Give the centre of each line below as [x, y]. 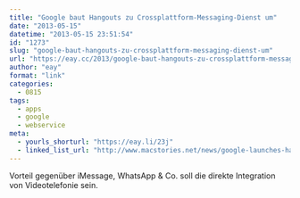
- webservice [42, 126]
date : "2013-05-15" [46, 26]
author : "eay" [36, 68]
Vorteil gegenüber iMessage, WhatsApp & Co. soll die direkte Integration [142, 176]
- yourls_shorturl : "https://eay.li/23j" [96, 142]
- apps [29, 109]
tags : [19, 100]
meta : [19, 134]
